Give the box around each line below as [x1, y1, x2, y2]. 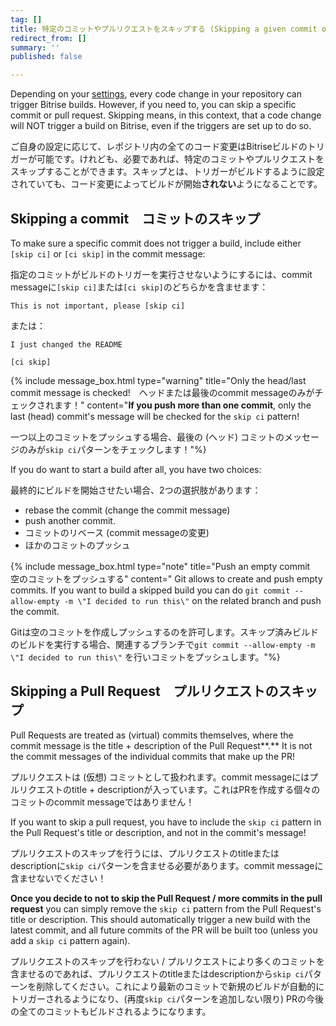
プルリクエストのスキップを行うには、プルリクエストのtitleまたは [10, 847, 280, 859]
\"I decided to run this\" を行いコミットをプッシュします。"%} [10, 651, 281, 663]
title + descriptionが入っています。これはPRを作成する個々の [71, 783, 321, 795]
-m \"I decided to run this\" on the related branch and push [63, 594, 322, 606]
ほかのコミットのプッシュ [24, 539, 131, 551]
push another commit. [24, 514, 116, 526]
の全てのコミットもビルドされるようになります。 [10, 1005, 212, 1017]
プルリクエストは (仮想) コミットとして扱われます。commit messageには [10, 771, 310, 783]
